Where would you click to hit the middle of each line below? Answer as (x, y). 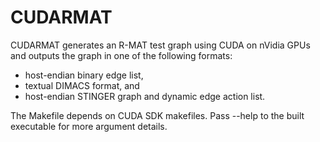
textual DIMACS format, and (82, 85)
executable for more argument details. (89, 126)
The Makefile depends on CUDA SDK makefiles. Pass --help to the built (157, 115)
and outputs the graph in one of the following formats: (121, 55)
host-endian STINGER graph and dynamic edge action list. (145, 96)
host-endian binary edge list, (84, 75)
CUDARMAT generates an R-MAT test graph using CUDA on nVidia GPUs (160, 45)
